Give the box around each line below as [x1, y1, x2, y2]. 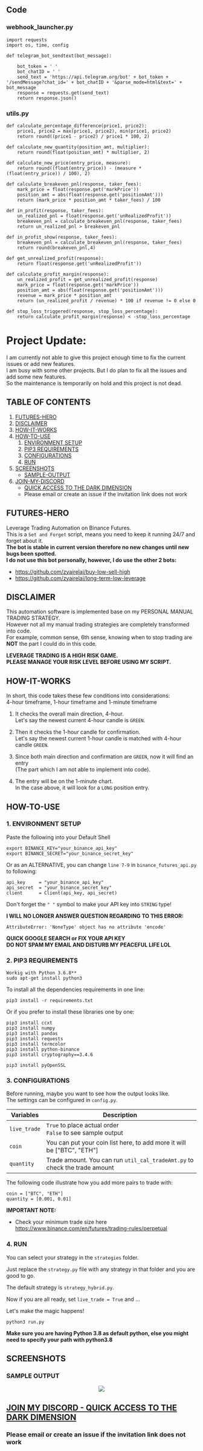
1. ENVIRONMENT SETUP [6, 820, 82, 828]
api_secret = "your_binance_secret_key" [6, 885, 112, 891]
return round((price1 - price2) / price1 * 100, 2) [17, 133, 150, 139]
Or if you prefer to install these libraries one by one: [6, 1008, 135, 1015]
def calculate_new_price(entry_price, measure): [6, 160, 131, 166]
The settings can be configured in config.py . [6, 1097, 118, 1104]
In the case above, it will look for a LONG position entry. [14, 784, 150, 791]
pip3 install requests [6, 1036, 63, 1042]
